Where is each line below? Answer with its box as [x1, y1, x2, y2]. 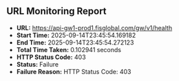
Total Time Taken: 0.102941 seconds [16, 45, 122, 54]
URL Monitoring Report [6, 5, 107, 17]
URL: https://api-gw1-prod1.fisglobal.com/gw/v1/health [16, 23, 173, 32]
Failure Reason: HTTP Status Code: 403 [16, 67, 131, 76]
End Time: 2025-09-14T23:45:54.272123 [16, 38, 134, 47]
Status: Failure [16, 60, 59, 68]
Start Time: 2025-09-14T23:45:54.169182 [16, 31, 136, 39]
